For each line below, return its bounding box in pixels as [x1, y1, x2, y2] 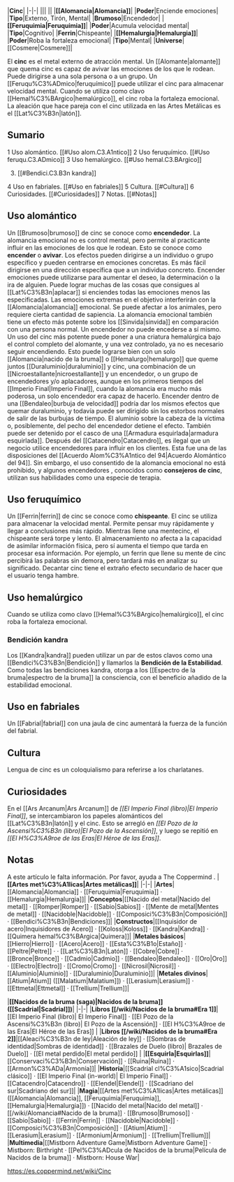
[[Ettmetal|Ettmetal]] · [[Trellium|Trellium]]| [7, 984, 129, 992]
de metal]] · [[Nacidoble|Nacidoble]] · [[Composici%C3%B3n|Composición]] [7, 910, 228, 918]
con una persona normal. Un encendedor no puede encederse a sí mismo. [7, 325, 221, 333]
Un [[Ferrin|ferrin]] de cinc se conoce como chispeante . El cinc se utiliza [7, 512, 218, 520]
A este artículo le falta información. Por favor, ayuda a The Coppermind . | [7, 873, 220, 881]
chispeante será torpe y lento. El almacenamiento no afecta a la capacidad [7, 534, 222, 542]
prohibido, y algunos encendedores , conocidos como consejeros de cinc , [7, 466, 222, 474]
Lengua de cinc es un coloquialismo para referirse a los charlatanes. [7, 765, 204, 774]
